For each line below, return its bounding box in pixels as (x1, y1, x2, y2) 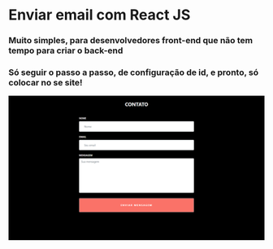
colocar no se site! (8, 77, 83, 89)
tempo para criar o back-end (8, 45, 123, 56)
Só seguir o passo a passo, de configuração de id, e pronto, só (8, 67, 258, 78)
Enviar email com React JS (8, 6, 191, 24)
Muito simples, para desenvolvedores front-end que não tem (8, 35, 253, 46)
